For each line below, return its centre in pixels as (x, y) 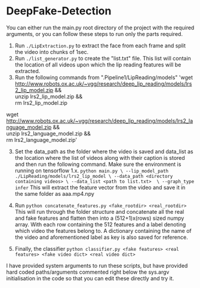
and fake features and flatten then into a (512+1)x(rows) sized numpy (99, 218)
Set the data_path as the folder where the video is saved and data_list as (104, 151)
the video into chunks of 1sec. (52, 51)
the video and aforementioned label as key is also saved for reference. (101, 237)
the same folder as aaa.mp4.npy (54, 193)
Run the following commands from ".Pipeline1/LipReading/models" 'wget (104, 77)
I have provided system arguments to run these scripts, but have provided (97, 265)
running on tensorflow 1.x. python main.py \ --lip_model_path (92, 170)
